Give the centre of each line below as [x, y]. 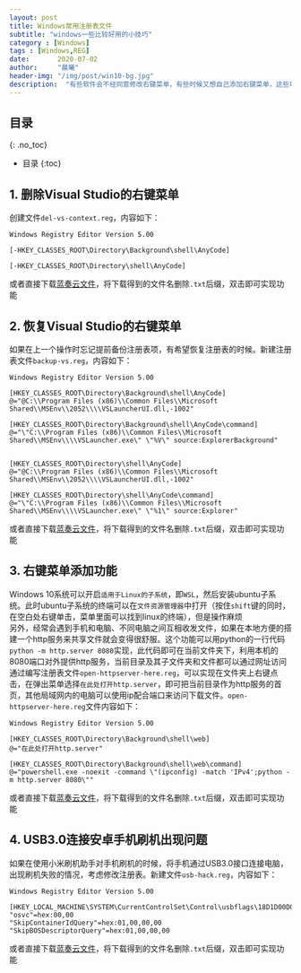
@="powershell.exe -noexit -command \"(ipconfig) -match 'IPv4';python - [150, 772]
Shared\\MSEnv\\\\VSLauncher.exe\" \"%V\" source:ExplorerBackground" [144, 440]
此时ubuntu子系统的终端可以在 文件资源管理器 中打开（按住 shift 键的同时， [158, 605]
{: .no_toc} [28, 145]
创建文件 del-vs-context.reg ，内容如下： [85, 218]
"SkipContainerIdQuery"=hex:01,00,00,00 [86, 923]
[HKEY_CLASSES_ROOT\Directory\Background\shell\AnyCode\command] [133, 425]
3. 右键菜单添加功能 [64, 571]
